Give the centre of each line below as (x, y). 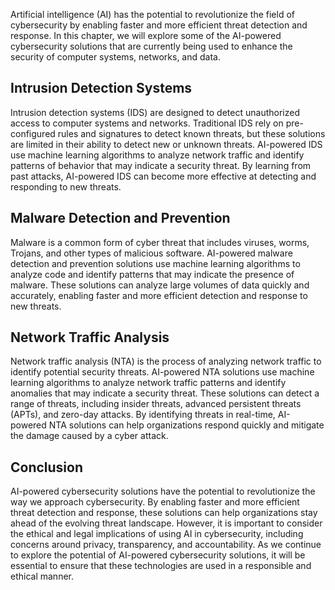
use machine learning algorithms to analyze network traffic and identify (157, 155)
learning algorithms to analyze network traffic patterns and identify (148, 383)
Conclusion (47, 467)
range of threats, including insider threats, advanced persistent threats (156, 404)
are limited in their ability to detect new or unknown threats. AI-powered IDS (166, 144)
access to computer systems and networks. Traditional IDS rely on (147, 123)
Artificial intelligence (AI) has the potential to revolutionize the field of (153, 14)
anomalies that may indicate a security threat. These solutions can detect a (165, 393)
